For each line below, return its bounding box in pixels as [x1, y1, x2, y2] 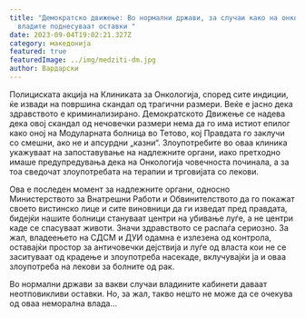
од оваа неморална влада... [9, 297, 118, 309]
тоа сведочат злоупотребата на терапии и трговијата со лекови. [9, 165, 260, 177]
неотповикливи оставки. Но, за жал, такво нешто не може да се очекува [9, 288, 293, 299]
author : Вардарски [9, 65, 79, 74]
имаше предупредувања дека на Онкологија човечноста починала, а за [9, 156, 290, 167]
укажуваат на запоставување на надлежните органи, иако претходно [9, 146, 281, 157]
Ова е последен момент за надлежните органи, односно [9, 184, 231, 194]
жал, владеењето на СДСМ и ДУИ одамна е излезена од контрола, [9, 232, 272, 243]
